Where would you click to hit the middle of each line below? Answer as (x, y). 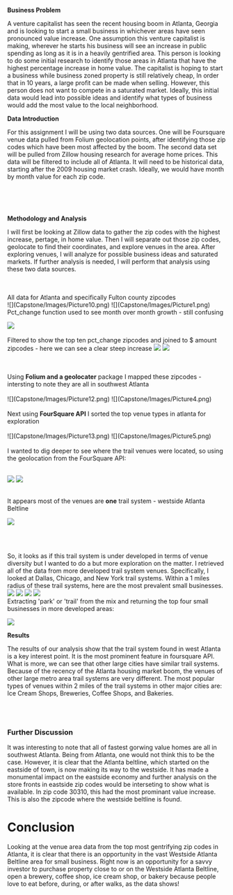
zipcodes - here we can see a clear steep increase (80, 348)
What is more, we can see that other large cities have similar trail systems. (113, 663)
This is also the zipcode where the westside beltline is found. (95, 799)
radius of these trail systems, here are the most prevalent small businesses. (115, 586)
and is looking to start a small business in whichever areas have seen (106, 31)
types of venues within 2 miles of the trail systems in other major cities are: (115, 686)
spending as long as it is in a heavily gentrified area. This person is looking (114, 53)
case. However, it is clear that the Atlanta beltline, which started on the (109, 762)
